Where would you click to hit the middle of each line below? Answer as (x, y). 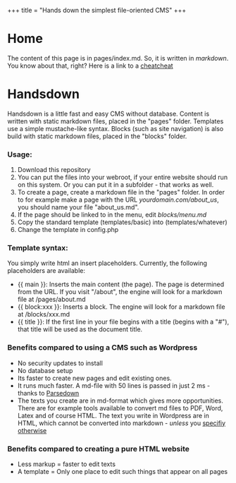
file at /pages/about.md (51, 300)
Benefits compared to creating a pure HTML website (99, 448)
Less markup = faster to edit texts (67, 464)
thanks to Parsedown (48, 393)
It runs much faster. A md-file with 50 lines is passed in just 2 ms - (113, 385)
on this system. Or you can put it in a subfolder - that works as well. (116, 185)
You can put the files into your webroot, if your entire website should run (122, 177)
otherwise (32, 430)
